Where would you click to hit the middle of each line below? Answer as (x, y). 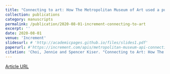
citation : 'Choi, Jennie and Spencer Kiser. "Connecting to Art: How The (85, 52)
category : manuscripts (29, 19)
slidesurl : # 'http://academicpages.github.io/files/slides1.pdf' (77, 43)
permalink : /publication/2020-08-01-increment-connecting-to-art (75, 24)
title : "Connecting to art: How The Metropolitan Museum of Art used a (82, 10)
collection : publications (32, 15)
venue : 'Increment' (26, 38)
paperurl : (16, 47)
